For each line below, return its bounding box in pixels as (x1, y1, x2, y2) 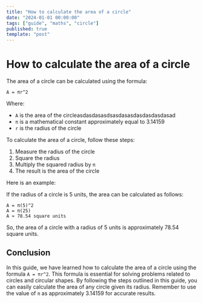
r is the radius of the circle (15, 125, 82, 132)
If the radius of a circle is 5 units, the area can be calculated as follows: (6, 191, 184, 198)
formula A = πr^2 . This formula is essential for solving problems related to (6, 270, 191, 278)
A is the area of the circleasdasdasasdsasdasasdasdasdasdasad (15, 112, 176, 119)
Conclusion (6, 248, 51, 258)
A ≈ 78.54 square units (6, 213, 67, 219)
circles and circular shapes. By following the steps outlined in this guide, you (6, 276, 198, 284)
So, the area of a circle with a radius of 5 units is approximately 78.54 (6, 224, 179, 231)
